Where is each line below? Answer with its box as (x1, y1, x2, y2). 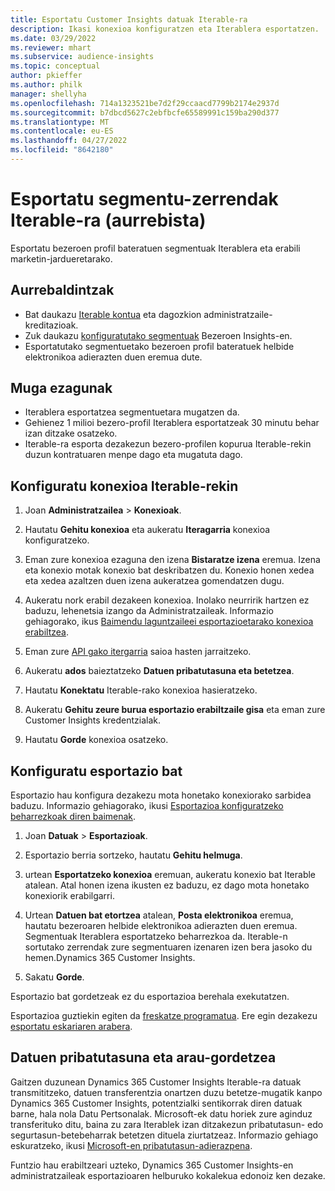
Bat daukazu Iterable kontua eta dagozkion (24, 308, 202, 320)
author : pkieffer (10, 71, 83, 81)
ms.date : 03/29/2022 (10, 33, 97, 43)
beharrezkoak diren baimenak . (10, 811, 137, 823)
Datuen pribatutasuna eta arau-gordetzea (10, 1049, 277, 1066)
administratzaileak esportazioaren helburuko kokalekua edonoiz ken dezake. (10, 1169, 326, 1181)
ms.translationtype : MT (10, 117, 110, 127)
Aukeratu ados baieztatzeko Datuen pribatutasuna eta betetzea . (24, 665, 295, 677)
